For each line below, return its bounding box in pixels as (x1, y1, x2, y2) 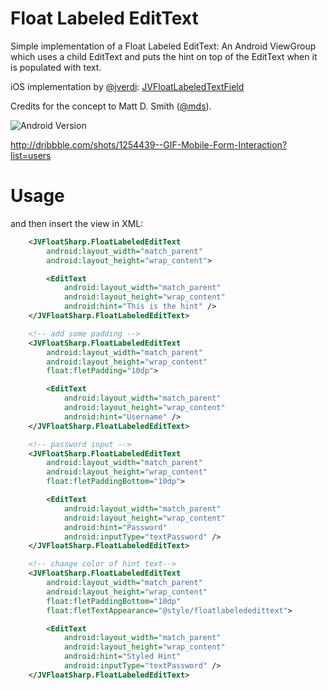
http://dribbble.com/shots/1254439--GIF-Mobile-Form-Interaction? (10, 138, 288, 151)
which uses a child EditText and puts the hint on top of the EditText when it (10, 50, 318, 62)
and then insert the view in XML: (10, 217, 144, 229)
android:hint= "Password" (63, 522, 168, 532)
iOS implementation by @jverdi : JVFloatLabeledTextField (10, 80, 245, 92)
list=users (10, 149, 52, 161)
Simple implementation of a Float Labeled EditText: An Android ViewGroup (10, 40, 317, 52)
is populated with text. (10, 61, 102, 73)
